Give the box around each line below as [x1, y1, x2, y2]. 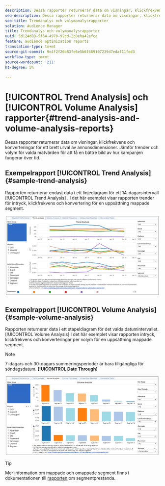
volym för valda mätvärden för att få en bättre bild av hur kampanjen [5, 150, 143, 155]
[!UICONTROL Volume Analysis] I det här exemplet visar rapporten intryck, [5, 332, 156, 337]
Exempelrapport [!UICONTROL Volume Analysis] [5, 306, 157, 314]
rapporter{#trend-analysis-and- [5, 113, 140, 124]
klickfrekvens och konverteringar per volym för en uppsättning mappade [5, 336, 152, 342]
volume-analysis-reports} [5, 123, 114, 134]
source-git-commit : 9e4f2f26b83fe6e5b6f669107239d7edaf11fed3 [5, 49, 135, 54]
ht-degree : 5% [5, 65, 34, 70]
